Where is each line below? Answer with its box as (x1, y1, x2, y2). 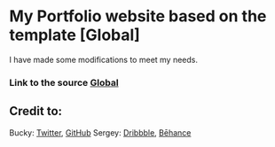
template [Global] (9, 25, 140, 45)
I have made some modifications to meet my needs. (9, 54, 198, 65)
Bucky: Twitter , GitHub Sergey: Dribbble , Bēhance (9, 127, 192, 138)
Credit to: (9, 104, 63, 119)
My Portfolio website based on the (9, 6, 267, 27)
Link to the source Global (9, 76, 119, 89)
